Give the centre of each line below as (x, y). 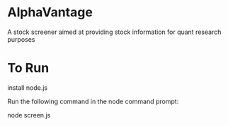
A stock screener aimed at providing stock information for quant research (114, 32)
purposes (21, 39)
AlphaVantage (50, 12)
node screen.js (29, 115)
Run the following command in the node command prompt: (93, 101)
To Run (28, 68)
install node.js (28, 87)
